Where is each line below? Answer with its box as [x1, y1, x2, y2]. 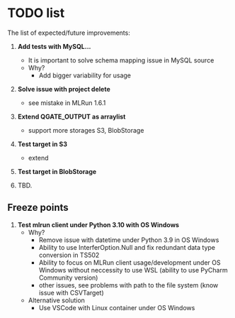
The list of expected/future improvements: [7, 28, 131, 37]
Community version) [38, 273, 98, 282]
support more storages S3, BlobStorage [28, 126, 144, 134]
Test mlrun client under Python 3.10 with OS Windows [17, 220, 179, 229]
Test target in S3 [17, 140, 68, 148]
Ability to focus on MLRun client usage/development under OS [38, 258, 221, 267]
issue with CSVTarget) [38, 288, 104, 297]
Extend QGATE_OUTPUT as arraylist [17, 112, 126, 121]
